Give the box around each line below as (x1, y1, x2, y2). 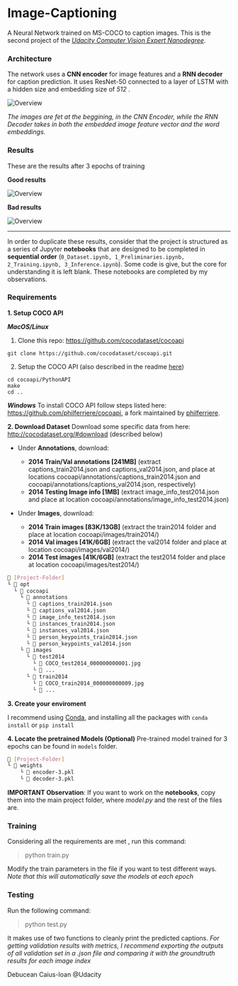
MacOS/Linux (7, 322, 49, 331)
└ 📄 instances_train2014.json (25, 620, 115, 627)
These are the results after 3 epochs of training (7, 161, 145, 170)
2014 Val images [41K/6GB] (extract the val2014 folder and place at (28, 538, 227, 546)
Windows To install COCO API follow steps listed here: (7, 401, 166, 409)
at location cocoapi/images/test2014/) (28, 560, 140, 569)
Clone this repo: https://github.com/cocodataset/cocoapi (17, 336, 184, 345)
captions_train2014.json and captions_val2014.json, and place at (28, 465, 215, 473)
